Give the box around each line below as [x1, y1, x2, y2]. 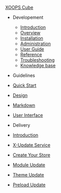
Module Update [12, 162, 46, 168]
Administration [20, 41, 51, 47]
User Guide [20, 46, 44, 52]
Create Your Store [12, 152, 51, 158]
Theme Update [12, 172, 44, 178]
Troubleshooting [20, 57, 55, 63]
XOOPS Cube [5, 5, 34, 10]
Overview [20, 30, 41, 35]
